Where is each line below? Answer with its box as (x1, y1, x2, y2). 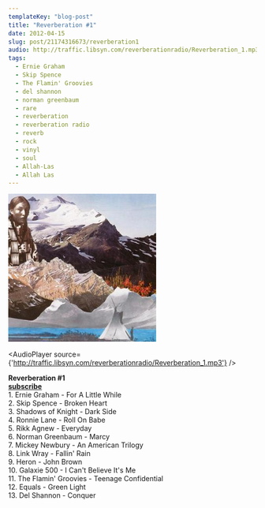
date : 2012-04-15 (8, 29, 65, 37)
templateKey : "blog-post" (8, 13, 93, 21)
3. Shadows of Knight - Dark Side (8, 407, 117, 416)
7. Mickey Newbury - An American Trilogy (8, 440, 144, 450)
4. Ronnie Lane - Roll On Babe (8, 415, 106, 425)
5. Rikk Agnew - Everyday (8, 424, 92, 433)
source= (54, 349, 81, 359)
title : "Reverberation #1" (8, 21, 97, 29)
